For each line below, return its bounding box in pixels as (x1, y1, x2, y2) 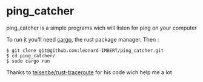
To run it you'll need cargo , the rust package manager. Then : (6, 36, 159, 43)
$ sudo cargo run (6, 58, 50, 64)
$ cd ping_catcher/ (6, 52, 56, 58)
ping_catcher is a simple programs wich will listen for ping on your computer (6, 24, 197, 31)
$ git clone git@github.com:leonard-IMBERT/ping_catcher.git (6, 47, 164, 54)
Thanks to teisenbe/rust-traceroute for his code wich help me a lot (6, 68, 173, 76)
